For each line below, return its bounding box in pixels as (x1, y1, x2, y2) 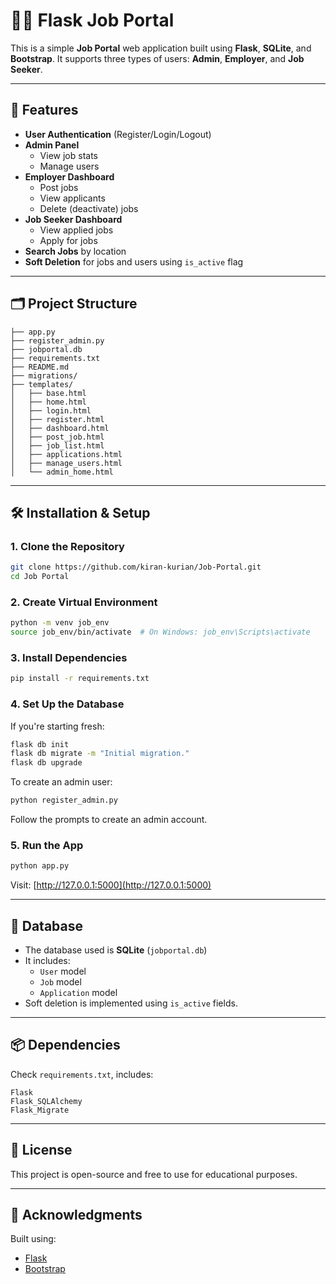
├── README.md (10, 362, 70, 372)
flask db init (10, 739, 70, 749)
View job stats (39, 149, 98, 161)
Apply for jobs (39, 234, 98, 246)
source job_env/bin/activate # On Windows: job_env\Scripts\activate (10, 627, 311, 638)
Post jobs (39, 181, 79, 193)
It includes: (24, 955, 71, 966)
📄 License (10, 1142, 73, 1159)
